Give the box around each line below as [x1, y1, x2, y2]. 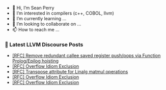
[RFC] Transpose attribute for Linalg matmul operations [12, 69, 128, 75]
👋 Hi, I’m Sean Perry [12, 5, 54, 11]
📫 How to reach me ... [12, 27, 60, 32]
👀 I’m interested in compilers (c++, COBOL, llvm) [12, 10, 114, 16]
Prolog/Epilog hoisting [12, 58, 59, 64]
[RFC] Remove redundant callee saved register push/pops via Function [12, 53, 161, 59]
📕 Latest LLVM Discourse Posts [5, 41, 84, 48]
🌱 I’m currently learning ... [12, 16, 67, 21]
